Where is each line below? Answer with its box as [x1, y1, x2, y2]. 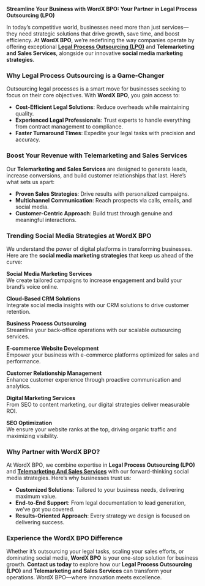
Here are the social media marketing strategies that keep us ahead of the [6, 251, 194, 259]
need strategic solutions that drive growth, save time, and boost [18, 30, 180, 37]
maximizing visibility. [6, 432, 59, 439]
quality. [15, 110, 34, 117]
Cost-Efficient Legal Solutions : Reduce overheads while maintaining [15, 103, 190, 111]
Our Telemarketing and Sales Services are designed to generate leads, [6, 165, 188, 172]
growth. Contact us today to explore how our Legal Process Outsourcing [6, 561, 193, 568]
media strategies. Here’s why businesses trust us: [6, 474, 132, 482]
